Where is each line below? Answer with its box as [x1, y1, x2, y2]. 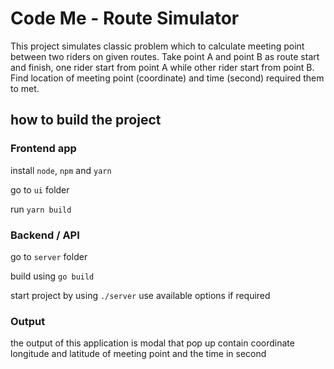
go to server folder [10, 250, 88, 262]
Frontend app [10, 142, 77, 156]
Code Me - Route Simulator [10, 7, 240, 30]
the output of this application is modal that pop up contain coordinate [10, 337, 295, 349]
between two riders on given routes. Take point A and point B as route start [10, 50, 320, 62]
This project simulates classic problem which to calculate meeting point [10, 40, 305, 52]
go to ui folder [10, 183, 70, 196]
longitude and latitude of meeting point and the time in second [10, 348, 267, 360]
